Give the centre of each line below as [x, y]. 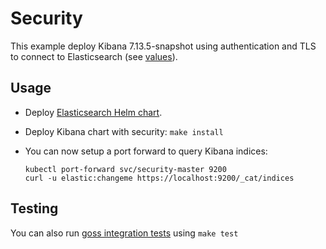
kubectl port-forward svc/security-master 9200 [125, 169]
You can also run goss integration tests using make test [124, 233]
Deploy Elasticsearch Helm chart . [93, 112]
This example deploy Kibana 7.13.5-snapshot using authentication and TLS [163, 46]
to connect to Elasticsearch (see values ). [94, 56]
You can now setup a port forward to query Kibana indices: [146, 151]
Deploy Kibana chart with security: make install [124, 131]
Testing [34, 208]
